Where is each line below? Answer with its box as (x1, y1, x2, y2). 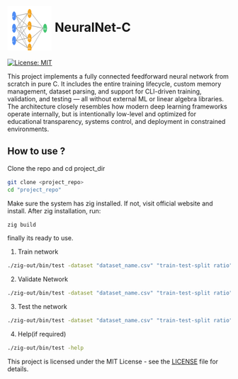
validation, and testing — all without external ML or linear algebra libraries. (7, 94, 225, 103)
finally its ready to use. (7, 234, 74, 242)
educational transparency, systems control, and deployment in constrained (7, 117, 226, 125)
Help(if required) (17, 330, 67, 338)
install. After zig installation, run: (7, 206, 101, 215)
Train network (17, 247, 59, 256)
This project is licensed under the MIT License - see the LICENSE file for (7, 357, 218, 366)
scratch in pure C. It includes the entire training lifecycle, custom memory (7, 79, 222, 88)
